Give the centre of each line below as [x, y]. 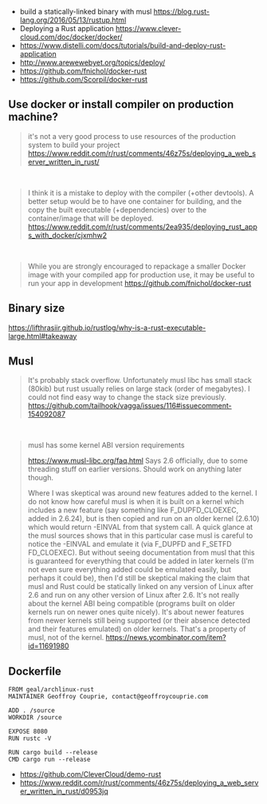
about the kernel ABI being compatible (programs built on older [132, 603]
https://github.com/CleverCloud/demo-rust [90, 774]
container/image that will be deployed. [90, 218]
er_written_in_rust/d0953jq [64, 791]
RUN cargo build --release [53, 753]
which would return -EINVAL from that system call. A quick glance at [140, 527]
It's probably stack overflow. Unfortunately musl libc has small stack [140, 380]
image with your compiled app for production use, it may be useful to [141, 274]
